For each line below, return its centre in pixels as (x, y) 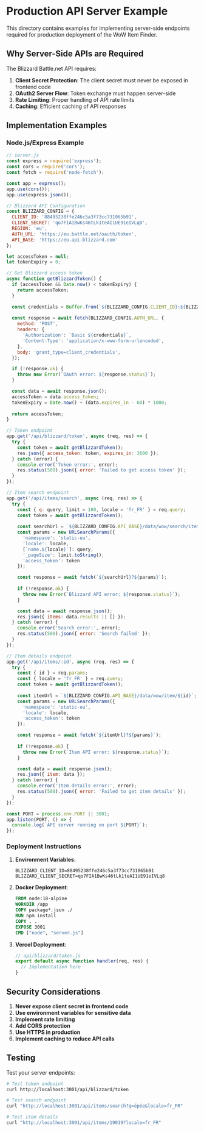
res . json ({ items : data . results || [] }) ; (72, 617)
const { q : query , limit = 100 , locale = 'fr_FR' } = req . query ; (102, 510)
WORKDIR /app (32, 905)
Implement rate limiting (45, 1019)
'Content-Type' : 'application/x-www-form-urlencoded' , (93, 341)
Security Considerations (54, 991)
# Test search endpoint (36, 1100)
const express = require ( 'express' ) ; (54, 161)
